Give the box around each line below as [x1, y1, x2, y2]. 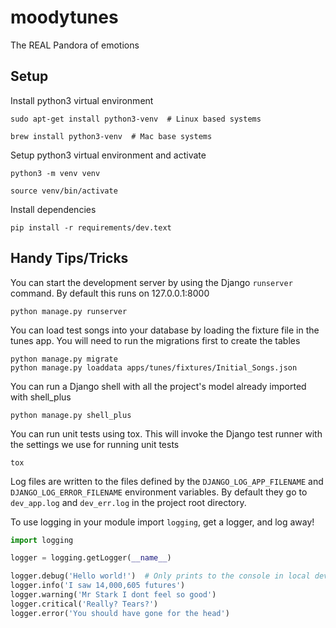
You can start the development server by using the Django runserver [10, 276, 293, 288]
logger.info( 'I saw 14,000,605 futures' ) [10, 581, 186, 591]
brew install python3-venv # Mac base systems [10, 131, 213, 141]
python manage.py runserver [10, 306, 128, 316]
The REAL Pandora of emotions [10, 39, 140, 51]
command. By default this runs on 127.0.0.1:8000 [10, 287, 210, 299]
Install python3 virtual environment [10, 94, 154, 106]
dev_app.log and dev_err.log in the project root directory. [10, 496, 247, 508]
